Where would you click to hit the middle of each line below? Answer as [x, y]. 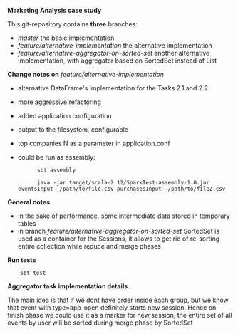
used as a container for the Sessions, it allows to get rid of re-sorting [119, 239]
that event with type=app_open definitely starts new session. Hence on [112, 308]
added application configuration [64, 116]
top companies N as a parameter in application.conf [94, 143]
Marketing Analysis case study [55, 10]
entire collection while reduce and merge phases [89, 246]
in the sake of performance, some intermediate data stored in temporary [124, 216]
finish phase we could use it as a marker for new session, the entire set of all [120, 315]
